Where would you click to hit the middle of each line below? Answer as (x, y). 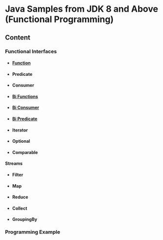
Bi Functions (25, 96)
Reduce (20, 197)
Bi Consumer (26, 108)
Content (18, 37)
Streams (14, 164)
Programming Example (33, 232)
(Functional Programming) (59, 19)
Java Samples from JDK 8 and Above (82, 9)
